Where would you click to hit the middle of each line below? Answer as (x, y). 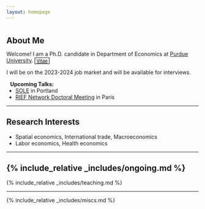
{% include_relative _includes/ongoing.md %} (96, 168)
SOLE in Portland (36, 90)
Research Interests (43, 122)
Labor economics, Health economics (61, 143)
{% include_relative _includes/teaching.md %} (64, 183)
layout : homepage (28, 12)
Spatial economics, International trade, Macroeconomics (86, 137)
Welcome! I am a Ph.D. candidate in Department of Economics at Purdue (97, 54)
